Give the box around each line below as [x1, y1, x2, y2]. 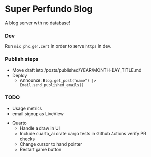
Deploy [12, 72, 27, 78]
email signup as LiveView [12, 110, 64, 117]
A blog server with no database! [5, 20, 70, 26]
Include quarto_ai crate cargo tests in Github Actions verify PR [19, 130, 147, 136]
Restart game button [19, 146, 62, 152]
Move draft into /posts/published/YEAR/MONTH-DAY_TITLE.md [12, 67, 142, 73]
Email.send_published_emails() [19, 82, 84, 87]
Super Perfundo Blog [5, 3, 93, 15]
